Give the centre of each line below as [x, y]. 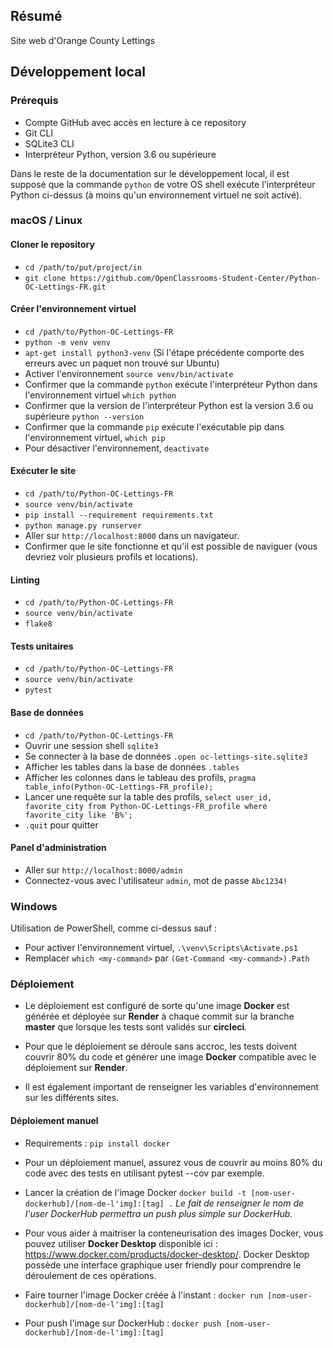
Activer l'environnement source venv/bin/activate [129, 373]
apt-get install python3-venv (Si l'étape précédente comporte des [164, 352]
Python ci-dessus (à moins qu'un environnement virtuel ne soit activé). [156, 195]
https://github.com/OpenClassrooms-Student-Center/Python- [195, 278]
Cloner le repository [52, 245]
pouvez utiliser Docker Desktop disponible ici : [121, 1243]
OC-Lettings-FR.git [65, 287]
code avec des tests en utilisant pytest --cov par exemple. [144, 1173]
